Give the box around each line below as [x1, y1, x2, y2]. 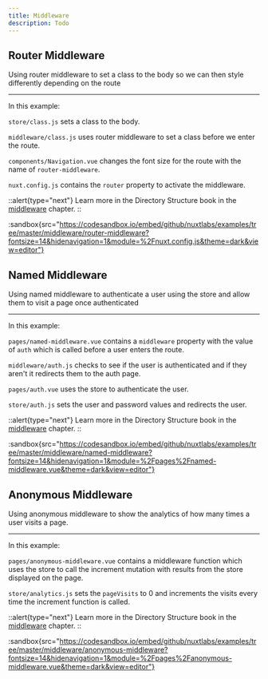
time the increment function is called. [8, 597, 130, 606]
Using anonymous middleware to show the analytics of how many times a [8, 509, 250, 518]
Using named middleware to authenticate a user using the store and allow [8, 289, 250, 300]
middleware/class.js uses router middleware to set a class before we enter [8, 133, 255, 142]
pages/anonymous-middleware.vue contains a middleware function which [8, 556, 242, 566]
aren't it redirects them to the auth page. [8, 369, 141, 379]
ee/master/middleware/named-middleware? [8, 448, 153, 458]
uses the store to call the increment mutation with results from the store [8, 564, 243, 574]
